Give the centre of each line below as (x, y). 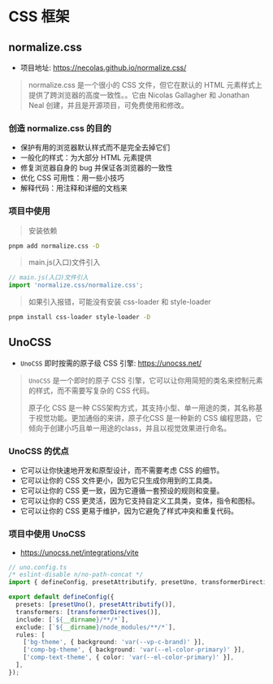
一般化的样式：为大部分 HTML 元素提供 (86, 158)
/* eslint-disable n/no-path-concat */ (76, 575)
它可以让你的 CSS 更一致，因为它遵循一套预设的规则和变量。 (122, 491)
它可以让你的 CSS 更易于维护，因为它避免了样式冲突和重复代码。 (129, 511)
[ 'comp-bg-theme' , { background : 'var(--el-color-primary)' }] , (134, 650)
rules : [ (30, 634)
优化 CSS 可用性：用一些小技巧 (72, 178)
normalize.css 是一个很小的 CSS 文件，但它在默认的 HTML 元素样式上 (145, 85)
